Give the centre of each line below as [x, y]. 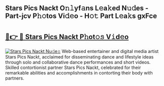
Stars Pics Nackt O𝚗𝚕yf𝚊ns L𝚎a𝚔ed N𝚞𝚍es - [77, 8]
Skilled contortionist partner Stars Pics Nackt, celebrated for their [73, 67]
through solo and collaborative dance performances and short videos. [78, 62]
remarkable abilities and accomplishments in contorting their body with [79, 73]
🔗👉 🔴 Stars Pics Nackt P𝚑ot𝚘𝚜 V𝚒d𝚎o [67, 37]
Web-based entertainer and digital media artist [110, 51]
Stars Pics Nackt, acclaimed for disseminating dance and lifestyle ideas [79, 57]
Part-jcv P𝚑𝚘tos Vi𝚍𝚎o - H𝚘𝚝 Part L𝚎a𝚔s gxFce [81, 16]
